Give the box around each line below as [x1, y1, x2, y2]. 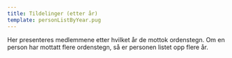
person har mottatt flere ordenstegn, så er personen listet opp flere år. [7, 43, 209, 51]
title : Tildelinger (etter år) [7, 10, 98, 17]
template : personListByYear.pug [7, 17, 101, 23]
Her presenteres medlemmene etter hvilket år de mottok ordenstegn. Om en [7, 35, 225, 43]
